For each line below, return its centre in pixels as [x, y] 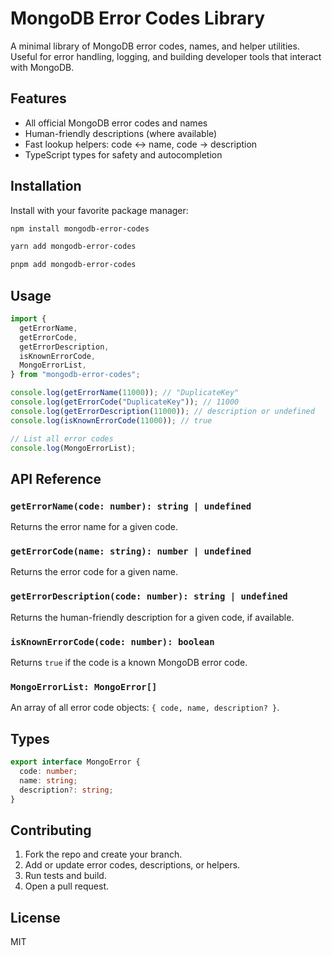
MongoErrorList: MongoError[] [84, 686]
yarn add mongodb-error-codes [73, 247]
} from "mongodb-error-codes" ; [75, 375]
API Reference [56, 478]
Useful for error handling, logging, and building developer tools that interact [166, 56]
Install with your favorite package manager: [99, 210]
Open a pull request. [67, 886]
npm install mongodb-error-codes [80, 228]
